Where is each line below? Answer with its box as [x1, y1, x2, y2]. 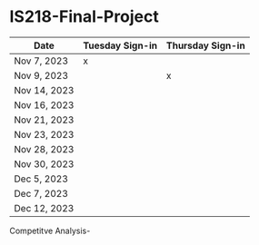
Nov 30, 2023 [14, 157, 75, 170]
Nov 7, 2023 [14, 54, 69, 67]
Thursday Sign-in [165, 39, 245, 52]
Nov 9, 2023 [14, 69, 69, 82]
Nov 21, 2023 [14, 113, 75, 126]
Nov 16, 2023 [14, 98, 75, 111]
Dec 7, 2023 [14, 187, 68, 200]
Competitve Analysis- [9, 225, 91, 236]
